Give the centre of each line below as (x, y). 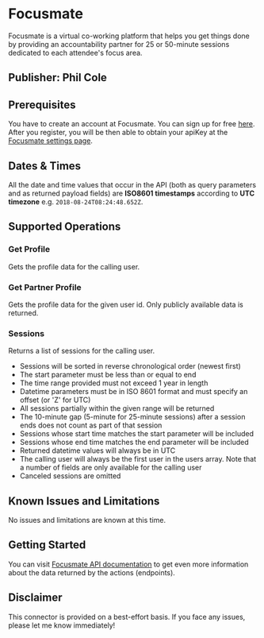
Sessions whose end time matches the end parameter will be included (134, 443)
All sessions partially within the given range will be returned (117, 408)
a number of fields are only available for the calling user (111, 468)
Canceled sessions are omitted (70, 476)
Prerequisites (42, 104)
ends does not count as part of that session (91, 425)
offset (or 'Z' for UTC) (55, 400)
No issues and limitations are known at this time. (87, 520)
